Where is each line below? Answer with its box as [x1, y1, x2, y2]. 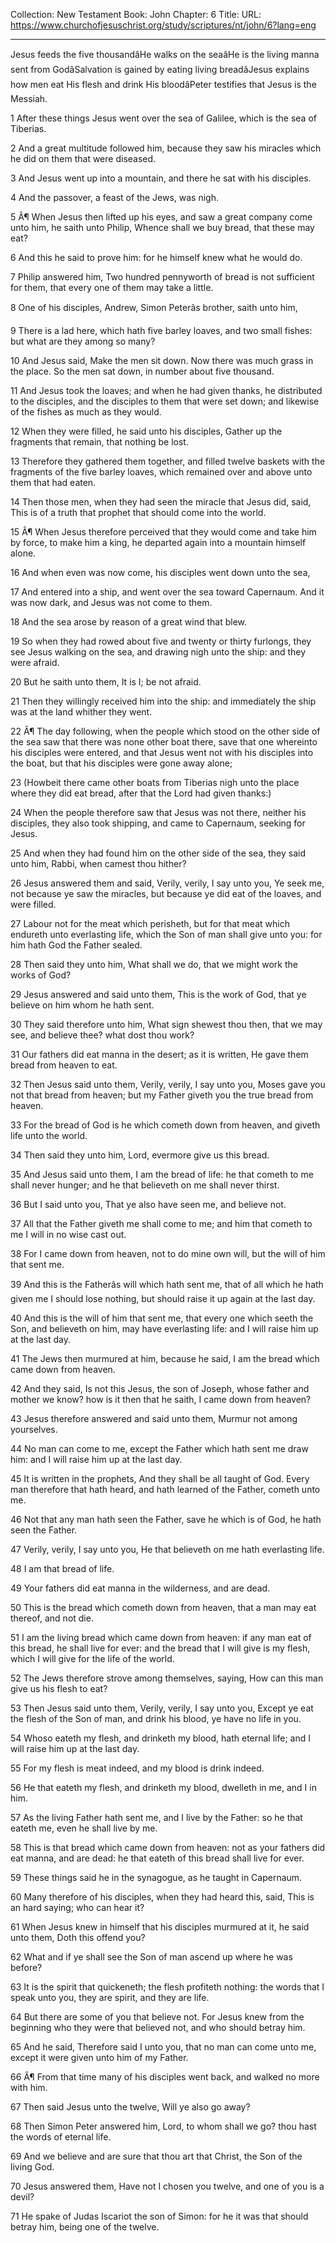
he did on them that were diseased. [10, 153, 157, 164]
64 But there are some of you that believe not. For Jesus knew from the [10, 2011, 305, 2023]
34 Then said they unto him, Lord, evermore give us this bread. [10, 1149, 270, 1161]
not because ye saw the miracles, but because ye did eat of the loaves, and [10, 888, 322, 899]
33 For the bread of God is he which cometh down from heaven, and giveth [10, 1119, 321, 1131]
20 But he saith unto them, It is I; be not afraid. [10, 676, 202, 688]
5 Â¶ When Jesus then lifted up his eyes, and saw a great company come [10, 211, 313, 223]
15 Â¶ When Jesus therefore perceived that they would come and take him [10, 526, 317, 538]
